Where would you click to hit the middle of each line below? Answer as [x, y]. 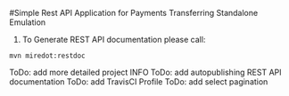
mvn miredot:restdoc [48, 56]
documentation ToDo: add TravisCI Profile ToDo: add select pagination [139, 82]
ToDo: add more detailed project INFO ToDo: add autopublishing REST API [145, 72]
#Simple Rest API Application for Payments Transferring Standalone [134, 13]
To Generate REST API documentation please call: [114, 40]
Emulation [28, 22]
